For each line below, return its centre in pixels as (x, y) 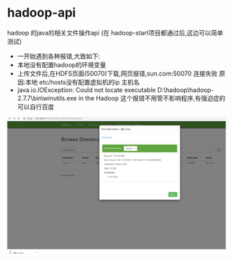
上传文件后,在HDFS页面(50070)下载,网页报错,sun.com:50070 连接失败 (117, 73)
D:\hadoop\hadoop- (185, 90)
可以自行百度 (35, 107)
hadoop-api (42, 13)
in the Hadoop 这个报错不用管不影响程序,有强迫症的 (152, 98)
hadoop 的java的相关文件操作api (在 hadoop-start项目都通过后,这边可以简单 (115, 33)
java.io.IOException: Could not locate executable (86, 90)
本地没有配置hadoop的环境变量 (61, 64)
